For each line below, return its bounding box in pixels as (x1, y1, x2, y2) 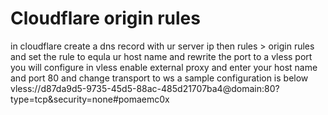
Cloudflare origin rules (10, 7, 201, 30)
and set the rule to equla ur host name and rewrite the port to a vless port (10, 50, 313, 62)
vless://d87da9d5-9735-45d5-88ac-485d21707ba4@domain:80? (10, 82, 280, 94)
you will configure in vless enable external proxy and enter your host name (10, 61, 318, 73)
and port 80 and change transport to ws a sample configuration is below (10, 72, 309, 84)
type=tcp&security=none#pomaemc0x (10, 93, 170, 105)
